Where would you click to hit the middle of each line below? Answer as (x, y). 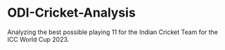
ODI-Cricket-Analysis (71, 13)
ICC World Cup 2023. (38, 39)
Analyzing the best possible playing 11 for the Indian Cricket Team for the (113, 32)
